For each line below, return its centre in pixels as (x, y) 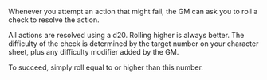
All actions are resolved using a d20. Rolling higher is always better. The (126, 35)
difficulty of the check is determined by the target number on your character (133, 44)
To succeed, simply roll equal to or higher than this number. (106, 67)
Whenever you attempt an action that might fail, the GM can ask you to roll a (133, 11)
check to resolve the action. (54, 20)
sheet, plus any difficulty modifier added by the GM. (94, 52)
